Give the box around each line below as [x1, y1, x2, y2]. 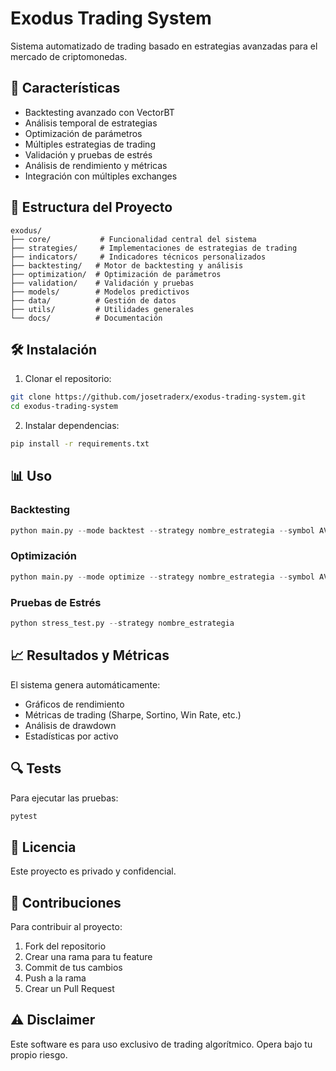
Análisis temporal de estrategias [24, 117, 158, 129]
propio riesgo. [10, 1048, 68, 1061]
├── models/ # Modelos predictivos [10, 287, 190, 297]
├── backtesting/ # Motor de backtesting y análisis [10, 260, 244, 271]
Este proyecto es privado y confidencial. [10, 865, 177, 877]
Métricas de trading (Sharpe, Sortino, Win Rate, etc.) [24, 708, 242, 721]
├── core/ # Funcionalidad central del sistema [10, 234, 257, 244]
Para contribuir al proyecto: [10, 921, 123, 933]
